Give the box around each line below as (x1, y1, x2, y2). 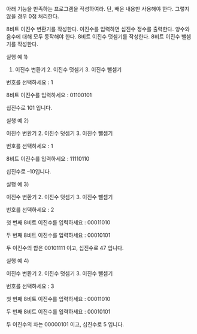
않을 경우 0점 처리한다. (6, 13, 59, 20)
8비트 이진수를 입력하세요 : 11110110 (6, 155, 90, 162)
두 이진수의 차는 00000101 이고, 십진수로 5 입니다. (6, 321, 125, 328)
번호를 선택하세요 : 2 (6, 206, 54, 213)
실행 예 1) (6, 53, 28, 60)
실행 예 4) (6, 257, 29, 264)
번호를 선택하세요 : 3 (6, 282, 54, 290)
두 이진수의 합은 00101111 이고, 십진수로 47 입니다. (6, 245, 124, 251)
